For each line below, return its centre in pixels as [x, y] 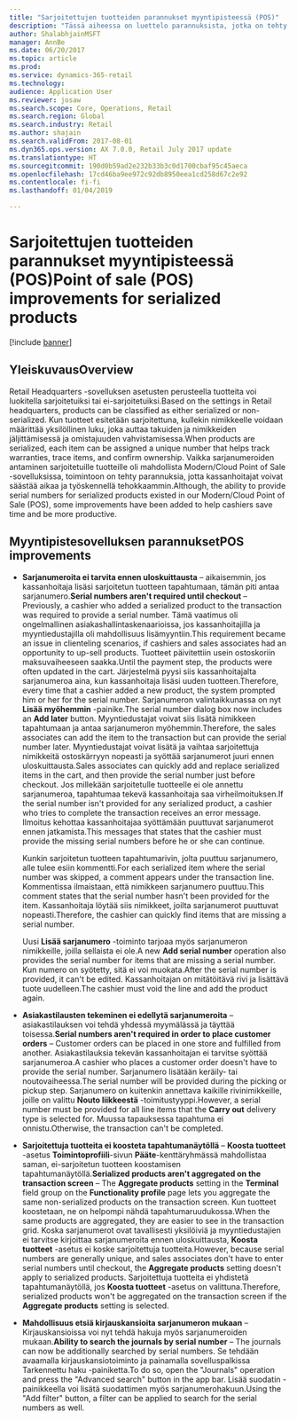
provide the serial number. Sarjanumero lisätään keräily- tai [129, 1071]
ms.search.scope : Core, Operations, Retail [91, 108]
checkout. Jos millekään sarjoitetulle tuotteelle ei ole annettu [133, 784]
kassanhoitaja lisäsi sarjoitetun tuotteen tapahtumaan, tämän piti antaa [150, 586]
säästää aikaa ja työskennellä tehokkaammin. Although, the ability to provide [148, 485]
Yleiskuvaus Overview [71, 370]
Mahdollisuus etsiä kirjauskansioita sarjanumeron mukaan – [135, 1322]
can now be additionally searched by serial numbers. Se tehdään [140, 1351]
